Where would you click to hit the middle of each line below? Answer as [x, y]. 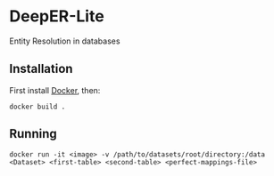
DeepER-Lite [57, 16]
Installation [41, 69]
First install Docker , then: [55, 90]
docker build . [37, 107]
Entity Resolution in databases [65, 41]
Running [33, 134]
